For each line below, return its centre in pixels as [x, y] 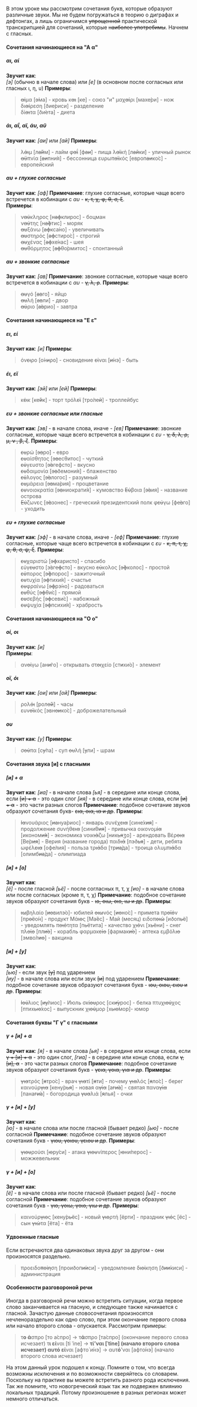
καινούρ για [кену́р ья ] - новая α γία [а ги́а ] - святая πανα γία [94, 1087]
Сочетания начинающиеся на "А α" [52, 47]
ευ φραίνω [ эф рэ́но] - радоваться [62, 586]
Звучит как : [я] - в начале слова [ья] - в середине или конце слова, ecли [98, 1051]
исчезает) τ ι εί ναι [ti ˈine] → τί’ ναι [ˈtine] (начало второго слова [100, 1343]
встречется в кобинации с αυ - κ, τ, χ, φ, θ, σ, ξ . [65, 199]
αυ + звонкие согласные [38, 261]
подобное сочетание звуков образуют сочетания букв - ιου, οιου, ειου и [97, 984]
